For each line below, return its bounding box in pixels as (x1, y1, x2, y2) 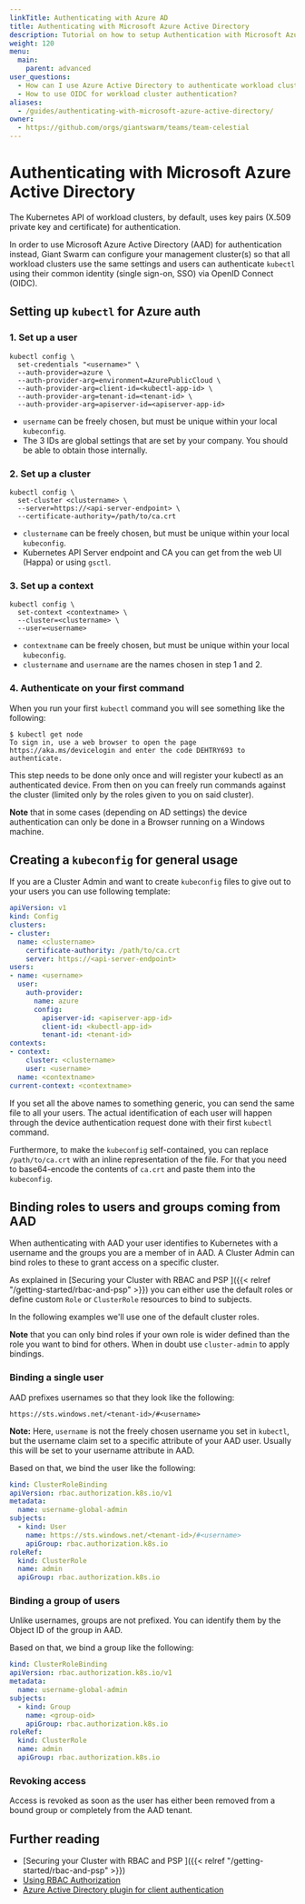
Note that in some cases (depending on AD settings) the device (9, 807, 248, 817)
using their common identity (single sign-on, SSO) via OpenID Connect (9, 267, 274, 278)
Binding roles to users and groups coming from (9, 1199, 281, 1215)
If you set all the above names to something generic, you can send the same (9, 1097, 295, 1108)
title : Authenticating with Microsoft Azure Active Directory (9, 22, 250, 31)
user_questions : (9, 73, 71, 82)
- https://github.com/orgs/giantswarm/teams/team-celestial (17, 124, 250, 133)
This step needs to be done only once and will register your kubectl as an (9, 769, 284, 780)
